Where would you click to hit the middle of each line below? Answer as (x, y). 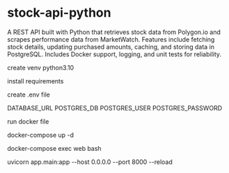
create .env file (29, 94)
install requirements (35, 81)
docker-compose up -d (41, 135)
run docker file (28, 121)
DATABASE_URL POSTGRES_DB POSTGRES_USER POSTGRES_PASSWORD (115, 108)
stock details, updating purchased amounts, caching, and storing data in (111, 47)
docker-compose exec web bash (55, 148)
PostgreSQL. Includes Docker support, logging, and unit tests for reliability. (114, 54)
